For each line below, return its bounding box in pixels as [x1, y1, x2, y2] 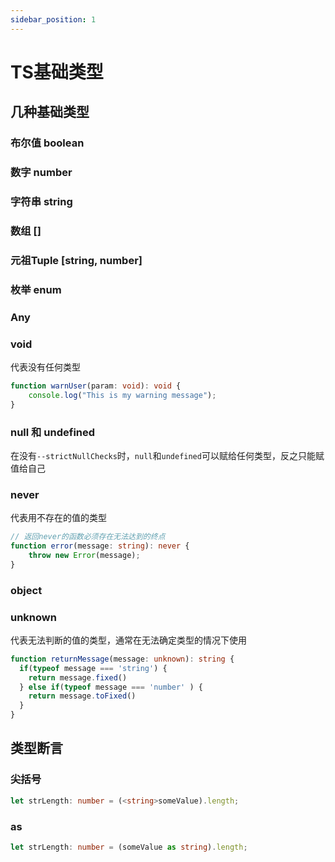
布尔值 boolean [10, 136, 85, 150]
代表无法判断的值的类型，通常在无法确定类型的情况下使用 [10, 634, 247, 646]
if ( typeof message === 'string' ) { [19, 663, 168, 673]
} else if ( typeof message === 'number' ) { [19, 682, 203, 692]
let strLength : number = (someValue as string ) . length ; [10, 842, 248, 852]
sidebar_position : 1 [10, 14, 97, 25]
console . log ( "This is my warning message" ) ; [28, 390, 217, 400]
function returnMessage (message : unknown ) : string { [10, 654, 235, 664]
